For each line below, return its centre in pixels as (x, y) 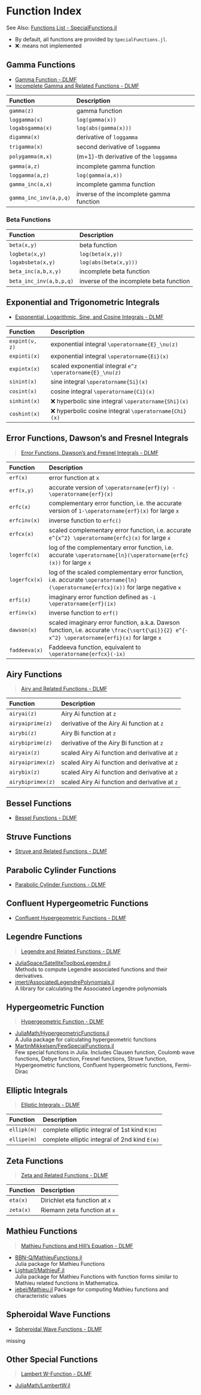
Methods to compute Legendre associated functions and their (91, 969)
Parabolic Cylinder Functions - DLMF (60, 884)
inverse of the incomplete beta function (135, 282)
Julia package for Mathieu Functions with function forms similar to (96, 1276)
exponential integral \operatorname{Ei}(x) (110, 356)
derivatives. (29, 975)
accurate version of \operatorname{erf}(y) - (112, 487)
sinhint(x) (25, 401)
